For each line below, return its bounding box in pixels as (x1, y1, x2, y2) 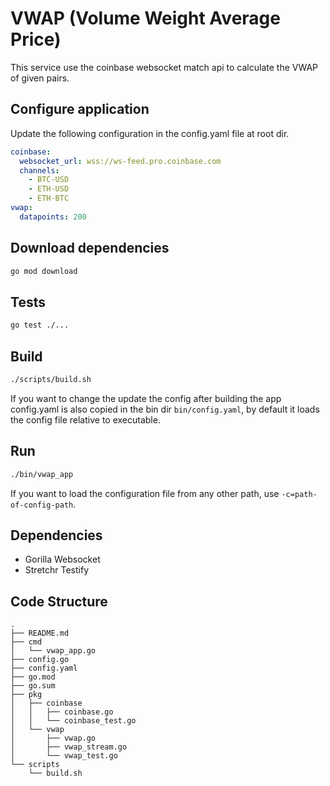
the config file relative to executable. (10, 413, 161, 426)
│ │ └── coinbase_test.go (10, 716, 137, 726)
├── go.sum (10, 681, 56, 691)
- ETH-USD (28, 184, 70, 194)
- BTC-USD (28, 175, 70, 185)
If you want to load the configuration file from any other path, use (10, 487, 280, 499)
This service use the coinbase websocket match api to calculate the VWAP (10, 61, 319, 73)
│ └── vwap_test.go (10, 751, 118, 761)
